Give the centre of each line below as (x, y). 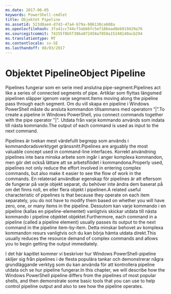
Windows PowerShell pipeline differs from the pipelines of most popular (81, 275)
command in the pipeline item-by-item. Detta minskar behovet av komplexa (84, 227)
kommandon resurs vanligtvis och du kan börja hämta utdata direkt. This (81, 233)
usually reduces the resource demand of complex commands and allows (82, 238)
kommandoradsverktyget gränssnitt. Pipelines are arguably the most (77, 146)
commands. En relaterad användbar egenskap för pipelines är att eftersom (83, 179)
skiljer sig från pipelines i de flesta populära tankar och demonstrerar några (84, 259)
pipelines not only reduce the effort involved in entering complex (73, 168)
